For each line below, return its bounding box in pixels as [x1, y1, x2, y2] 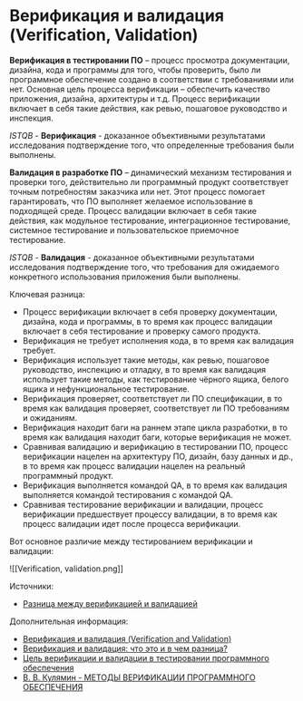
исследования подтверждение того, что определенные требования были [9, 140, 295, 151]
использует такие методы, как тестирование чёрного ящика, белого [22, 374, 289, 385]
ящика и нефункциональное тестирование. [22, 383, 191, 394]
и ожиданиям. [22, 412, 78, 423]
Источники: [9, 580, 54, 591]
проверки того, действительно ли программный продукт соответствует [9, 176, 289, 187]
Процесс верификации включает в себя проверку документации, [22, 306, 279, 317]
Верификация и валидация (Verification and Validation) [22, 633, 232, 644]
